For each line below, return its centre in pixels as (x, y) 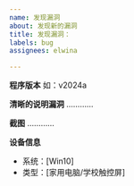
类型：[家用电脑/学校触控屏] (74, 173)
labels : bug (31, 42)
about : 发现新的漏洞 (43, 26)
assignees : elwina (43, 51)
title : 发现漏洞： (40, 34)
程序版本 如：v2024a (48, 85)
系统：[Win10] (48, 161)
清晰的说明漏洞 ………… (51, 105)
